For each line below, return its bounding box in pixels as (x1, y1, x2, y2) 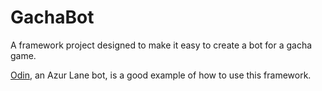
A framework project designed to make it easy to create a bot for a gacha (10, 39, 313, 51)
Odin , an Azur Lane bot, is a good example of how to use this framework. (10, 69, 312, 81)
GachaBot (10, 6, 95, 29)
